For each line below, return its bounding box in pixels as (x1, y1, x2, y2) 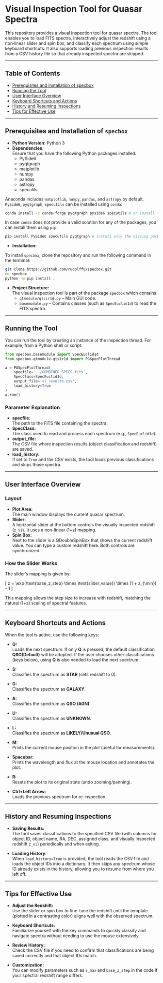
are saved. (12, 446, 33, 452)
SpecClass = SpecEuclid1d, (14, 374, 64, 379)
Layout (5, 495, 22, 502)
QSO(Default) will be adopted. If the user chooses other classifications (12, 651, 154, 657)
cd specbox (5, 272, 27, 277)
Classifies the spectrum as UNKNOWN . (12, 715, 91, 721)
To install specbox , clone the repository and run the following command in (5, 252, 151, 258)
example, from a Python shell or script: (5, 342, 82, 348)
